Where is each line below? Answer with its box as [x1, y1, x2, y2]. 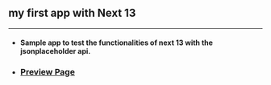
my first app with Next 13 [8, 6, 136, 20]
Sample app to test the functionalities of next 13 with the [19, 38, 214, 47]
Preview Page [19, 67, 75, 78]
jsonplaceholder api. [19, 47, 91, 56]
